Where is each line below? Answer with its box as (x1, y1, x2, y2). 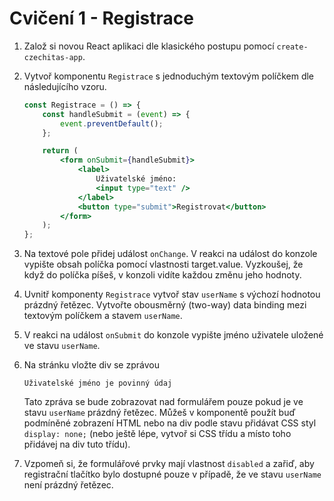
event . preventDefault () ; (60, 118, 164, 129)
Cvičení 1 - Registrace (9, 7, 194, 30)
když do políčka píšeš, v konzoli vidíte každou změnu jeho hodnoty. (23, 269, 302, 281)
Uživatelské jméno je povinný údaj (23, 378, 173, 389)
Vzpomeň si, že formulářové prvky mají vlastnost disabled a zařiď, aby (23, 458, 315, 470)
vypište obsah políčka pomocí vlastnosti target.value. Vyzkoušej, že (23, 258, 304, 271)
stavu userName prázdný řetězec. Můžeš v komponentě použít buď (23, 407, 296, 419)
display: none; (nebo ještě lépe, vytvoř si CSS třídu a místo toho (23, 428, 292, 440)
